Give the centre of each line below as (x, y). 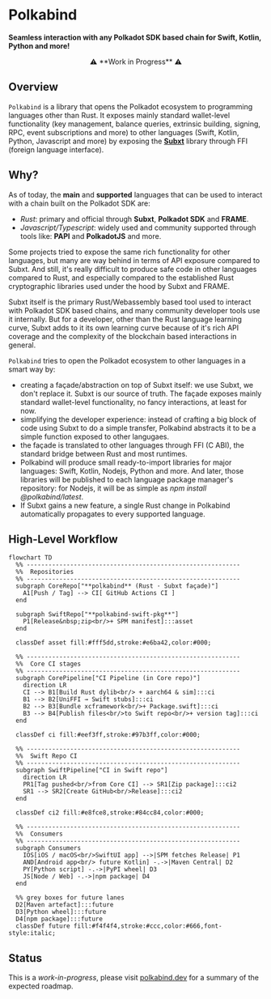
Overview (34, 87)
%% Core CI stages (49, 664)
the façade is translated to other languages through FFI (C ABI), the (132, 445)
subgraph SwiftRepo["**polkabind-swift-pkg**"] (97, 614)
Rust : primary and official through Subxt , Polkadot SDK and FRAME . (134, 219)
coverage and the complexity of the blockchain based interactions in (123, 336)
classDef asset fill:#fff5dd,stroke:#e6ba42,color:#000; (114, 643)
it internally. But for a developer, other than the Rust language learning (125, 319)
